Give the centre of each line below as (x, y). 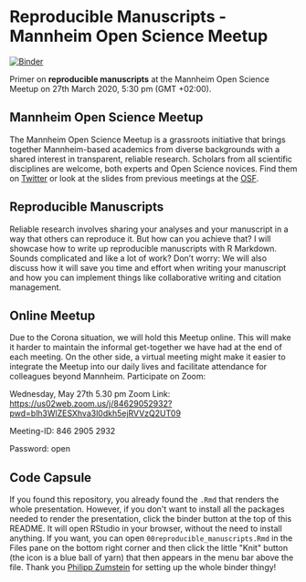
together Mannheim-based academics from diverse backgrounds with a (145, 149)
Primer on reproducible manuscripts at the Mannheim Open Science (139, 78)
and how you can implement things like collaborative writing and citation (145, 277)
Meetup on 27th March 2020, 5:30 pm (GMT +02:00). (111, 88)
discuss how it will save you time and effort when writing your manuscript (148, 267)
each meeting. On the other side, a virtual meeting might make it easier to (148, 357)
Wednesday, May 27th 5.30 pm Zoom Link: (90, 394)
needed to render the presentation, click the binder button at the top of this (151, 519)
